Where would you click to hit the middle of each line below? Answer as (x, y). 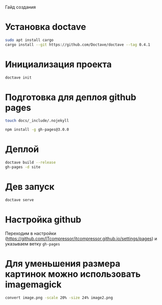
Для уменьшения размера (63, 263)
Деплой (22, 149)
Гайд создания (20, 7)
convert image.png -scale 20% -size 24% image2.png (59, 298)
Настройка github (43, 220)
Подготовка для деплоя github (71, 97)
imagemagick (33, 284)
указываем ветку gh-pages (33, 244)
